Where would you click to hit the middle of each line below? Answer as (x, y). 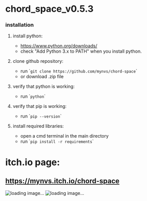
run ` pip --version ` (41, 116)
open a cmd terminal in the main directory (65, 136)
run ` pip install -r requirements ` (57, 142)
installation (20, 25)
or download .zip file (42, 77)
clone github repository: (38, 61)
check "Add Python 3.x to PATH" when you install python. (81, 51)
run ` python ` (33, 96)
